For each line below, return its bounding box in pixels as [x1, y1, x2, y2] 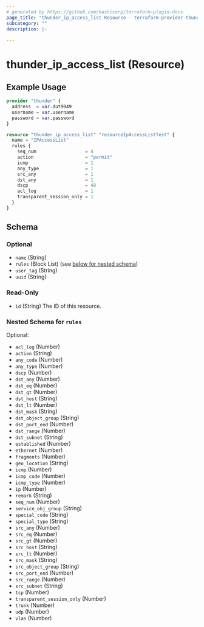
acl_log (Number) [15, 343, 61, 350]
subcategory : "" [6, 20, 47, 26]
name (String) [15, 254, 47, 262]
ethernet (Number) [15, 446, 63, 454]
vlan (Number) [15, 615, 52, 622]
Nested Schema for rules [6, 317, 82, 326]
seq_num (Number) [15, 498, 61, 505]
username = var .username [12, 109, 75, 116]
